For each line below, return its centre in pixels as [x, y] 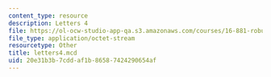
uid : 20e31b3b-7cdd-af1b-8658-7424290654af [83, 61]
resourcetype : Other [43, 46]
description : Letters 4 [48, 23]
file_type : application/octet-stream [72, 38]
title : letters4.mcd [43, 53]
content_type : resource [48, 16]
